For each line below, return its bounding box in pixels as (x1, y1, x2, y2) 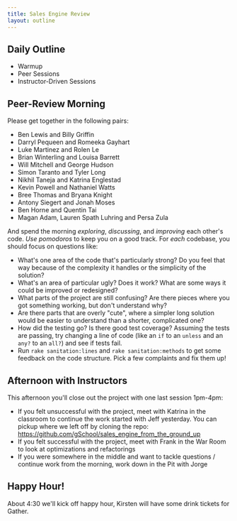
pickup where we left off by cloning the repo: (17, 422, 149, 430)
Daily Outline (7, 43, 66, 55)
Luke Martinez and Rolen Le (17, 146, 100, 154)
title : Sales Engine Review (7, 10, 91, 18)
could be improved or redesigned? (17, 286, 118, 295)
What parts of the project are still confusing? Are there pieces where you (17, 294, 230, 302)
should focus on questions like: (7, 242, 98, 251)
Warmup (17, 62, 43, 71)
